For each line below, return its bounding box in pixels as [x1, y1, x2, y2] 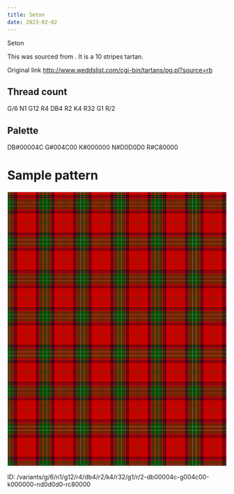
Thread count [7, 86, 68, 98]
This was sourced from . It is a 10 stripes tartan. [7, 52, 144, 61]
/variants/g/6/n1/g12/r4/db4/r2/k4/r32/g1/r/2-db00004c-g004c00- [16, 473, 210, 481]
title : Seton [7, 11, 45, 18]
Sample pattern [7, 167, 99, 184]
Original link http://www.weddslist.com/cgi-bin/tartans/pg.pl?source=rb [7, 66, 213, 74]
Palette [7, 124, 39, 136]
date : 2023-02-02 [7, 18, 58, 26]
